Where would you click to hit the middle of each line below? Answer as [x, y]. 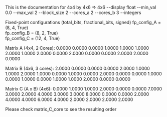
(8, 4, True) [17, 28]
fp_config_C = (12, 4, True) [33, 38]
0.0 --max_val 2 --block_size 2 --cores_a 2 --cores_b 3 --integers [73, 13]
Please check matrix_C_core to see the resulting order [61, 109]
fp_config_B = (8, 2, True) [32, 33]
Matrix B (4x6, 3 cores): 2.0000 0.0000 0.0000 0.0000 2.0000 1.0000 [78, 68]
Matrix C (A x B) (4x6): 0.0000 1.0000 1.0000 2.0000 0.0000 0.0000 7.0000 [83, 89]
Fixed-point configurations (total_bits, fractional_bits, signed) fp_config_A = [83, 22]
